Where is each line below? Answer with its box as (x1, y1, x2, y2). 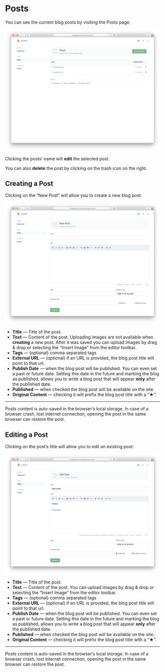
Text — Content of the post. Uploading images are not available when (12, 334, 154, 340)
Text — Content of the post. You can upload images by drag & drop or (12, 584, 154, 590)
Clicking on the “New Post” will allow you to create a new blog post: (5, 192, 142, 198)
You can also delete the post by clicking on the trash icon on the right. (5, 165, 147, 171)
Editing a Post (5, 430, 48, 439)
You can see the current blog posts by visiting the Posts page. (5, 19, 131, 25)
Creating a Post (5, 180, 54, 188)
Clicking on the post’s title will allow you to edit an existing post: (5, 444, 134, 449)
